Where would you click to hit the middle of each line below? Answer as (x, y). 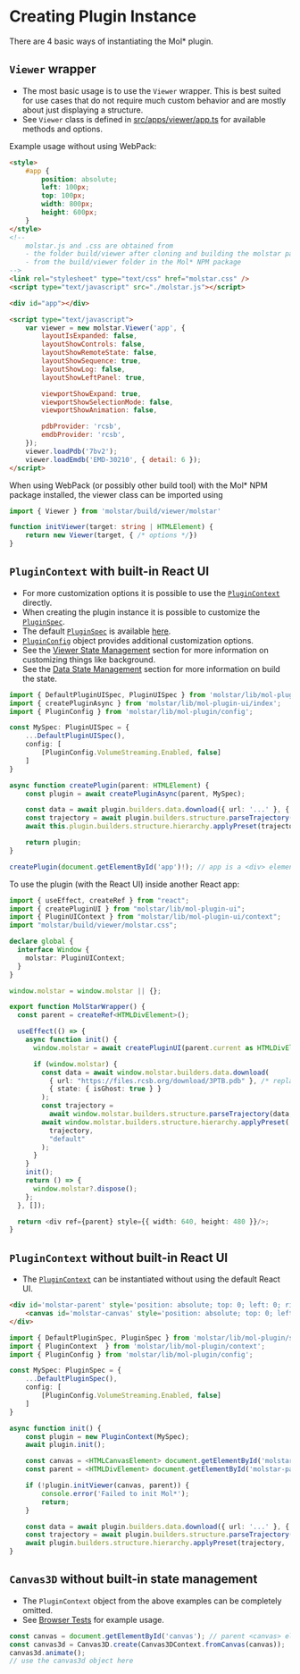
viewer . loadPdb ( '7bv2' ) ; (71, 451)
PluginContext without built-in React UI (119, 1258)
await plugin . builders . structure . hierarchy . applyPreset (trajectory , (155, 1544)
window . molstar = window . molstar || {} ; (86, 991)
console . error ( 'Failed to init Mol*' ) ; (116, 1493)
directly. (37, 602)
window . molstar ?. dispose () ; (85, 1189)
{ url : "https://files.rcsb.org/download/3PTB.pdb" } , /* (159, 1081)
